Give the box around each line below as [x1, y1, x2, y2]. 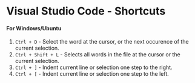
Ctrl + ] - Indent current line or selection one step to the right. [15, 64, 173, 71]
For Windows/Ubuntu [6, 24, 62, 32]
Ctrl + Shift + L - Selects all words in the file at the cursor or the [15, 51, 180, 58]
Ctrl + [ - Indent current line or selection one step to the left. [15, 70, 170, 78]
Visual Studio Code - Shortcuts [6, 4, 166, 18]
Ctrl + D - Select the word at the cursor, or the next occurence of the [15, 38, 189, 45]
